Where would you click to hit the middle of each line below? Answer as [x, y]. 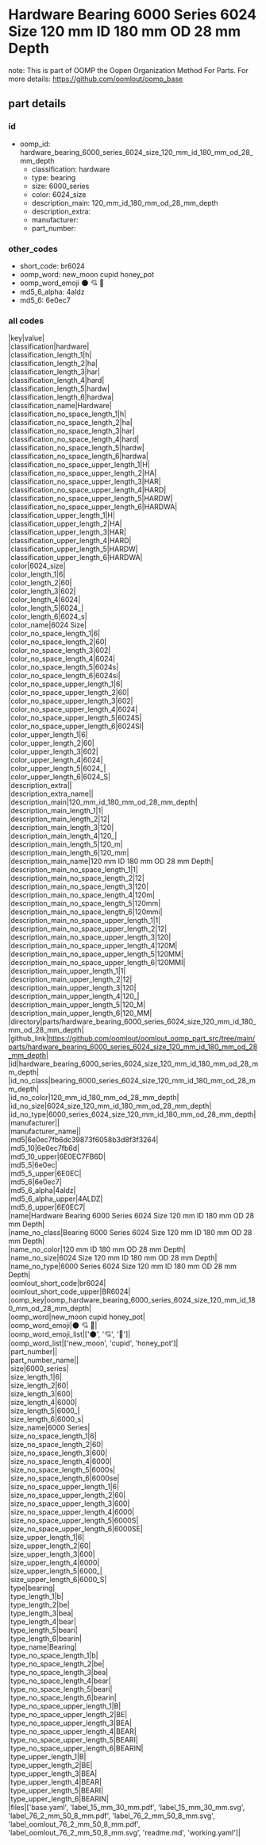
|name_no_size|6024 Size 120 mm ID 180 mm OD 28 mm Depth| [113, 1258]
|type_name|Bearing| [43, 1647]
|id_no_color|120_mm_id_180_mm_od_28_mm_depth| [94, 1098]
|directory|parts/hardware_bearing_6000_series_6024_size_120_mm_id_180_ [132, 1021]
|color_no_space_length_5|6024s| [64, 667]
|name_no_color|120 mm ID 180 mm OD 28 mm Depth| [97, 1249]
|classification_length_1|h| [50, 355]
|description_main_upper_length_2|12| [70, 979]
